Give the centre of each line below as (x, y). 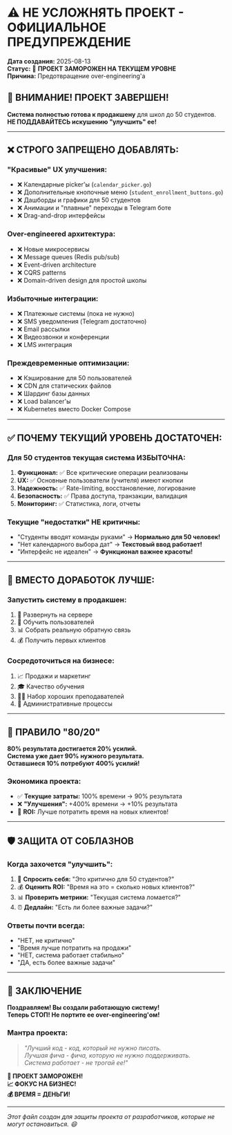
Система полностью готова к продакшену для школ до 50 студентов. (112, 114)
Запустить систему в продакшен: (67, 599)
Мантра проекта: (37, 1033)
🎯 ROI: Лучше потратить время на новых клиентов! (93, 812)
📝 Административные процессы (65, 704)
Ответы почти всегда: (46, 926)
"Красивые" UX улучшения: (57, 169)
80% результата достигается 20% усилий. (72, 749)
